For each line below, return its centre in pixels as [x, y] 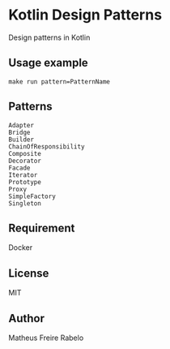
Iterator [23, 175]
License [29, 273]
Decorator [25, 161]
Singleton [25, 203]
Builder [21, 140]
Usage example [49, 63]
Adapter [21, 125]
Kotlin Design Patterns [85, 15]
